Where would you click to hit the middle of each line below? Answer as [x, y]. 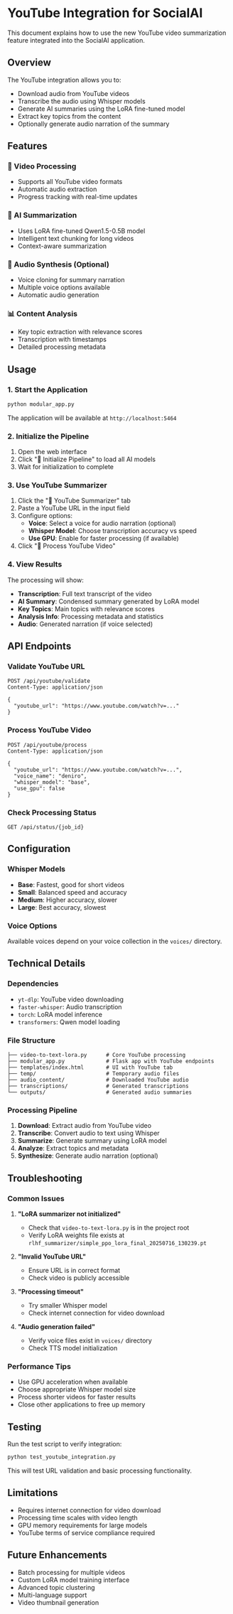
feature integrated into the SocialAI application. [76, 40]
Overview [29, 63]
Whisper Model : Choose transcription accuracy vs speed [113, 531]
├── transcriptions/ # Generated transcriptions [98, 1086]
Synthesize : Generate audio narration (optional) [88, 1156]
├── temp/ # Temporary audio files [93, 1074]
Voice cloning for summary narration [71, 280]
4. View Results [35, 564]
